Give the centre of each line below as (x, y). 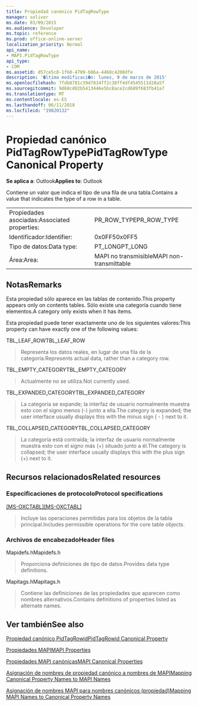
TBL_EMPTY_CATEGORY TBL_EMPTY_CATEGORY (66, 370)
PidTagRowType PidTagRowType (87, 152)
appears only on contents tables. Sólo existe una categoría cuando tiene (94, 305)
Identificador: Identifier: (41, 237)
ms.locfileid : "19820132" (38, 110)
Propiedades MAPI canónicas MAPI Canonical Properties (75, 661)
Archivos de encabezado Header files (60, 539)
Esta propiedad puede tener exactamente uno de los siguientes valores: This (98, 323)
